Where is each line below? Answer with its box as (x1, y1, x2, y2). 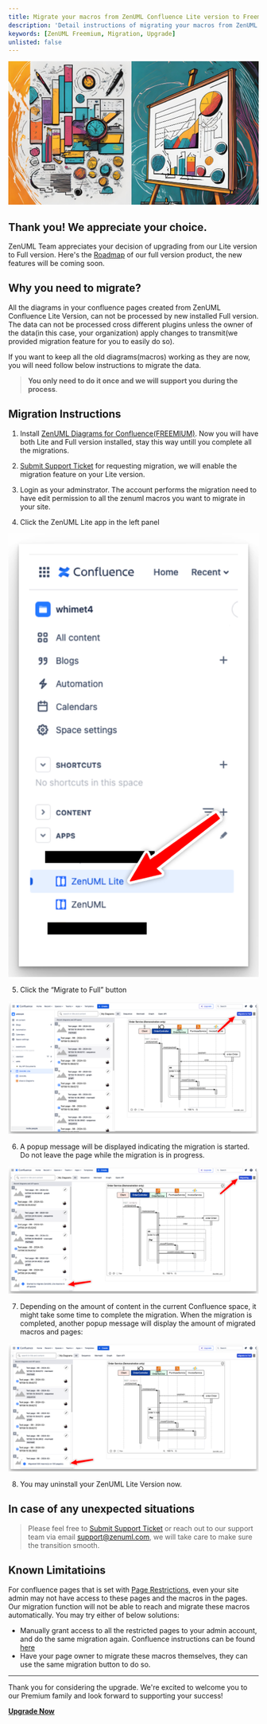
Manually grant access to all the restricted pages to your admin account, (19, 1625, 257, 1635)
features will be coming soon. (8, 258, 105, 268)
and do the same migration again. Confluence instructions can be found (19, 1634, 256, 1644)
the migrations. (19, 445, 70, 455)
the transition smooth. (27, 1540, 100, 1550)
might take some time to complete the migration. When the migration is (19, 1311, 253, 1320)
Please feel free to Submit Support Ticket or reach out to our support (27, 1523, 253, 1533)
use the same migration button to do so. (19, 1659, 151, 1669)
